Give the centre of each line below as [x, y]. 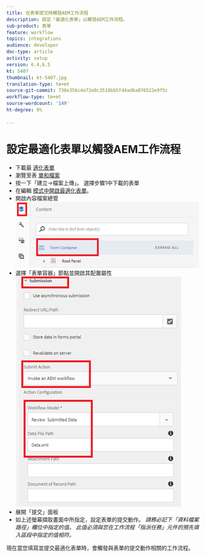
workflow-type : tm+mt [34, 97]
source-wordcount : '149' [38, 104]
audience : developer [33, 45]
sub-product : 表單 [29, 26]
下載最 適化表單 [35, 167]
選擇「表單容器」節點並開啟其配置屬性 [63, 273]
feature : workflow [30, 32]
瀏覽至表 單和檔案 [37, 175]
